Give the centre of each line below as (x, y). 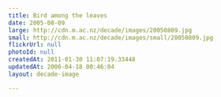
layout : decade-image (44, 74)
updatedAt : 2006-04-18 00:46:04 (61, 67)
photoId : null (32, 52)
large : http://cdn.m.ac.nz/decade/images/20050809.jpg (100, 30)
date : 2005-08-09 (37, 23)
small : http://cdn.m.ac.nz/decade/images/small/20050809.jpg (111, 37)
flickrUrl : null (35, 45)
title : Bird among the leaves (58, 15)
